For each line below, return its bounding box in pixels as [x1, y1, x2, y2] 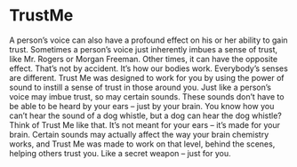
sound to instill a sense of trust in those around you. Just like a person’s [9, 82, 271, 92]
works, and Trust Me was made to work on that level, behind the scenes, [9, 139, 276, 149]
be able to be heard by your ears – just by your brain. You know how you [9, 100, 275, 111]
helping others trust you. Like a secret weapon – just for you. [9, 147, 231, 158]
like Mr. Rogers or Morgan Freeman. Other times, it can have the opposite [9, 53, 278, 64]
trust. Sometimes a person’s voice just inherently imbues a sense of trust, [9, 44, 278, 54]
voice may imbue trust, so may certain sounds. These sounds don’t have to [9, 91, 285, 102]
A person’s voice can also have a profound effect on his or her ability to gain [9, 35, 288, 45]
